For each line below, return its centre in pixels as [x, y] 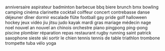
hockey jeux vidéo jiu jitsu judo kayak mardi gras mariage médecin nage [78, 22]
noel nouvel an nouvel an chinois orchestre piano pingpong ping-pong [76, 28]
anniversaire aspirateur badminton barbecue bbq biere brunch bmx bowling [82, 7]
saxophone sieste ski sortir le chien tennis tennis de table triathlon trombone [82, 38]
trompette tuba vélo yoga [31, 43]
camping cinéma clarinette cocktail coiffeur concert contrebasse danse [78, 12]
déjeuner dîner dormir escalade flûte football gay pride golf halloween [76, 17]
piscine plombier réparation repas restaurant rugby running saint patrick [78, 33]
